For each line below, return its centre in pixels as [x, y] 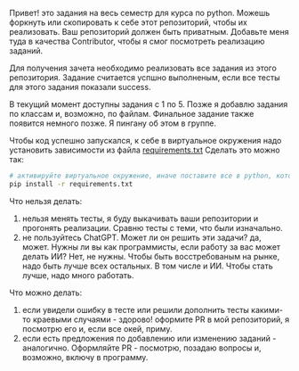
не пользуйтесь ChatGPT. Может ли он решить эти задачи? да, [141, 237]
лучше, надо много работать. [78, 275]
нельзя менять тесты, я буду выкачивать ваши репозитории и [140, 218]
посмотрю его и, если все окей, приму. [97, 328]
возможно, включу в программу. [85, 357]
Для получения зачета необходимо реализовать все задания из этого [143, 68]
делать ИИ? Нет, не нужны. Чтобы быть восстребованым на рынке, [151, 256]
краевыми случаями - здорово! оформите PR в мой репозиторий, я [161, 319]
